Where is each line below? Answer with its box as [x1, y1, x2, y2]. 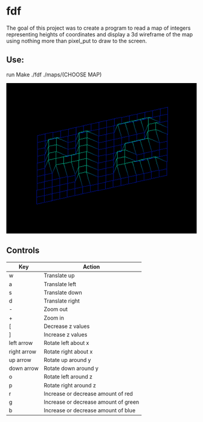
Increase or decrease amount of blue [43, 407, 136, 414]
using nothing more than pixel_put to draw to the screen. [6, 37, 147, 44]
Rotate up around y [43, 356, 91, 363]
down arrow [8, 365, 39, 372]
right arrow [8, 347, 36, 355]
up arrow [8, 356, 31, 363]
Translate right [43, 297, 80, 304]
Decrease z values [43, 323, 90, 330]
